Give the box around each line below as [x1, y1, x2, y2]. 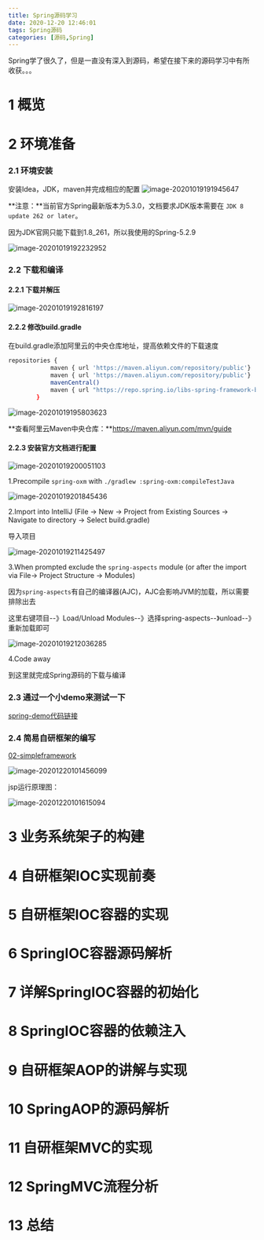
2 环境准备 [8, 135, 76, 153]
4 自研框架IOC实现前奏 [8, 867, 156, 884]
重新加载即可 [8, 623, 49, 632]
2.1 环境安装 [8, 165, 53, 176]
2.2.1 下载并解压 [8, 285, 60, 294]
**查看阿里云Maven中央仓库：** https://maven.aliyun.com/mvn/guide [8, 423, 232, 433]
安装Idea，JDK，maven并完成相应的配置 [8, 184, 140, 193]
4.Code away [8, 653, 51, 664]
